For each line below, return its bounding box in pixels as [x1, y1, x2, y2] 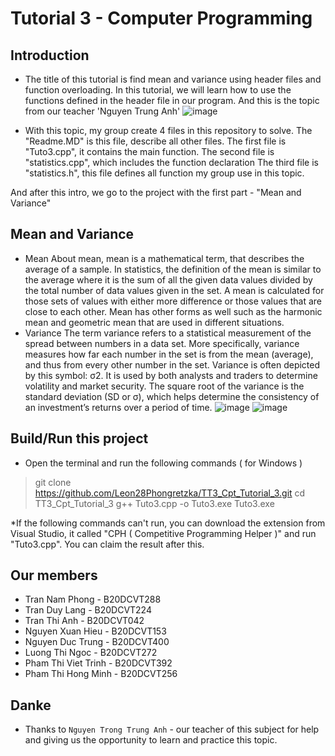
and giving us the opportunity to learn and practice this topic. [24, 734, 278, 746]
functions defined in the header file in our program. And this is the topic [24, 95, 320, 106]
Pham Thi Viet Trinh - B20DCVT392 [24, 657, 173, 669]
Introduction [10, 47, 90, 64]
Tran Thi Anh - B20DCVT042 [24, 615, 145, 627]
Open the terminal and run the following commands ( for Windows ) [24, 457, 303, 469]
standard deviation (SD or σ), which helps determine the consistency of [24, 390, 320, 402]
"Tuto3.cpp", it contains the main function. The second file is [24, 146, 275, 157]
